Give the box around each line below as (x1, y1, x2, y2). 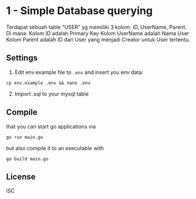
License (6, 171, 36, 181)
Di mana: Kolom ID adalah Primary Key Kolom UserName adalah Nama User (6, 29, 190, 36)
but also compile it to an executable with (6, 144, 104, 151)
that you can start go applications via (6, 123, 96, 130)
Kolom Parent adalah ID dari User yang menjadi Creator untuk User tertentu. (6, 36, 190, 43)
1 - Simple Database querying (6, 4, 153, 18)
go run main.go (6, 134, 44, 140)
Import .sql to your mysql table (14, 90, 89, 97)
